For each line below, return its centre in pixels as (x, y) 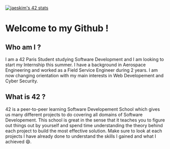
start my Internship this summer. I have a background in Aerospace (76, 65)
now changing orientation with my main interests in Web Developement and (84, 76)
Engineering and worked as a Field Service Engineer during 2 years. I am (81, 70)
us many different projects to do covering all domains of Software (74, 114)
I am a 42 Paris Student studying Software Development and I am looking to (85, 59)
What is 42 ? (25, 97)
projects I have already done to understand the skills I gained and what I (81, 136)
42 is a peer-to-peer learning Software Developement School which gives (83, 109)
